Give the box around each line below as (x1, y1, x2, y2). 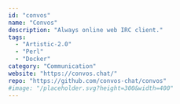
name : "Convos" (8, 19, 58, 27)
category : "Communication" (8, 63, 97, 70)
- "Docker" (15, 56, 51, 63)
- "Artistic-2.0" (15, 41, 72, 48)
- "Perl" (15, 48, 44, 56)
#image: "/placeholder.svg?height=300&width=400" (8, 84, 174, 92)
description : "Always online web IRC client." (8, 26, 163, 34)
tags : (8, 33, 26, 41)
